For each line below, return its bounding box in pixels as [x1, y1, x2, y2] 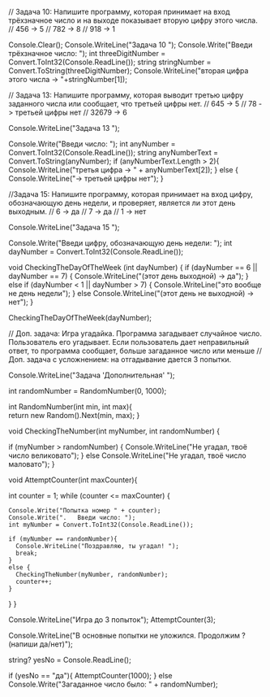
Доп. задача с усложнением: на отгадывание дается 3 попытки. [8, 355, 232, 364]
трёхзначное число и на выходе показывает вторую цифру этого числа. [8, 15, 258, 25]
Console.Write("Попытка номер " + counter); [8, 507, 161, 515]
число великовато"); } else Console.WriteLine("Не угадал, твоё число [8, 451, 246, 460]
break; [15, 549, 38, 557]
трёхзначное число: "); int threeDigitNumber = [8, 49, 166, 58]
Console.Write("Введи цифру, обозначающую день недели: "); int [8, 238, 233, 247]
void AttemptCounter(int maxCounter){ [8, 475, 138, 485]
